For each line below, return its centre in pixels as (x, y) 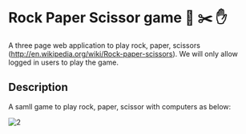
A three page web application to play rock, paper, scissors (104, 45)
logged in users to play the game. (63, 62)
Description (38, 87)
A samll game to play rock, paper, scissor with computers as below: (120, 106)
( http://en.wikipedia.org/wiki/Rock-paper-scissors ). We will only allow (123, 53)
